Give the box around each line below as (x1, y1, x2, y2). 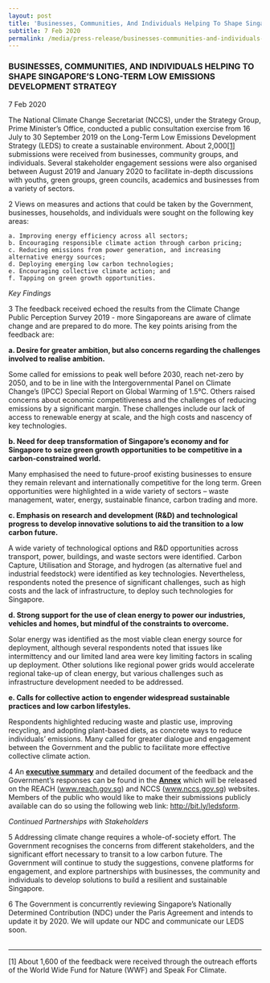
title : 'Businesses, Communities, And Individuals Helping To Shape (8, 19, 243, 27)
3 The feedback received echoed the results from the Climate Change (8, 304, 240, 313)
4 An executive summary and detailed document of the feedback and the (8, 766, 254, 776)
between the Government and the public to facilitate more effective (8, 742, 231, 752)
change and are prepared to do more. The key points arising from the (8, 321, 238, 330)
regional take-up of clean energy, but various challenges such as (8, 668, 223, 678)
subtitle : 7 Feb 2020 (8, 27, 81, 35)
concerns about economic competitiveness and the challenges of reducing (8, 395, 257, 404)
